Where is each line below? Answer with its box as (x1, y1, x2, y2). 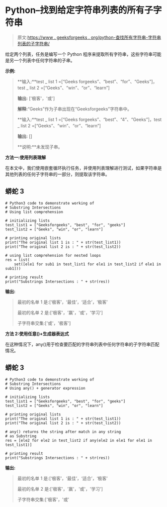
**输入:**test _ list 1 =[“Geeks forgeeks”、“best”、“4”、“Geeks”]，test (17, 116, 162, 122)
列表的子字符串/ (17, 40, 50, 46)
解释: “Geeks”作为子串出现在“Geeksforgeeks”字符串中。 (17, 105, 132, 112)
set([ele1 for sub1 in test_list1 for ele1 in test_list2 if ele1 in (14, 262, 162, 267)
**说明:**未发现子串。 (17, 144, 63, 150)
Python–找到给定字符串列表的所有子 (5, 4, 153, 16)
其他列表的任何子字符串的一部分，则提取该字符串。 (5, 171, 110, 177)
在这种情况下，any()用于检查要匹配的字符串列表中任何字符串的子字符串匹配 (5, 341, 160, 347)
